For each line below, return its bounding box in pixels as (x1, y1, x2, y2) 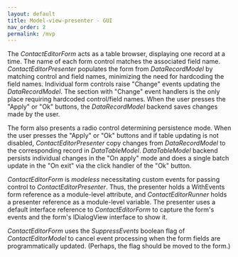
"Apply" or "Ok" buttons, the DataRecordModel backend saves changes (7, 102, 218, 111)
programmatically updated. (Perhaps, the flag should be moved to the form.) (7, 242, 231, 251)
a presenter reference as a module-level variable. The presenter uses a (7, 198, 216, 207)
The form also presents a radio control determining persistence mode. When (7, 124, 232, 132)
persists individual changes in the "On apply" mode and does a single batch (7, 154, 229, 163)
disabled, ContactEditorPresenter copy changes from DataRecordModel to (7, 139, 226, 148)
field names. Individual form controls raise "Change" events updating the (7, 80, 221, 89)
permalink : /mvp (7, 30, 55, 38)
